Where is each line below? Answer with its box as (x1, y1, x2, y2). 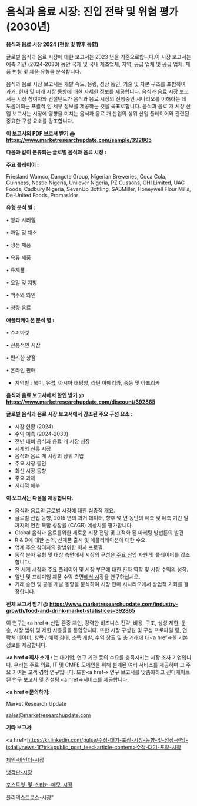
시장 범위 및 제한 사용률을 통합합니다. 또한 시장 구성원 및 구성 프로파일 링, (14, 626, 181, 633)
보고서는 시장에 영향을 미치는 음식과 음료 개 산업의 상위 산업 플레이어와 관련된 (12, 110, 190, 117)
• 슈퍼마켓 (6, 329, 30, 336)
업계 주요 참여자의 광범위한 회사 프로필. (14, 543, 105, 551)
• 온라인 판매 (6, 366, 36, 374)
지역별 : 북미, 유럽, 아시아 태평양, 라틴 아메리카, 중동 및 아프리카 (14, 379, 161, 386)
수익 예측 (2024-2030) (14, 430, 69, 437)
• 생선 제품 (6, 241, 31, 248)
